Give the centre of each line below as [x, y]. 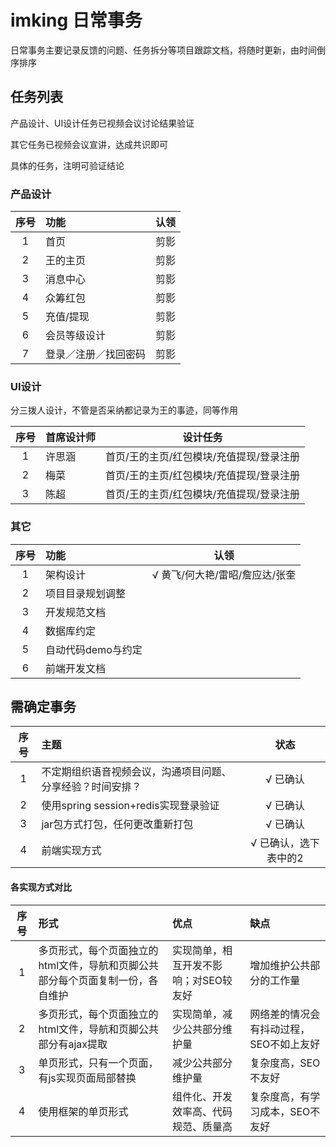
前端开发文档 [76, 668]
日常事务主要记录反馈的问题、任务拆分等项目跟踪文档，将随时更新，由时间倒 [168, 50]
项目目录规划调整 [86, 593]
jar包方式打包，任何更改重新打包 [117, 824]
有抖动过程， [280, 1029]
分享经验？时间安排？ [91, 787]
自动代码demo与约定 [94, 649]
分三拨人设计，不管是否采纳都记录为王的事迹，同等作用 [124, 410]
